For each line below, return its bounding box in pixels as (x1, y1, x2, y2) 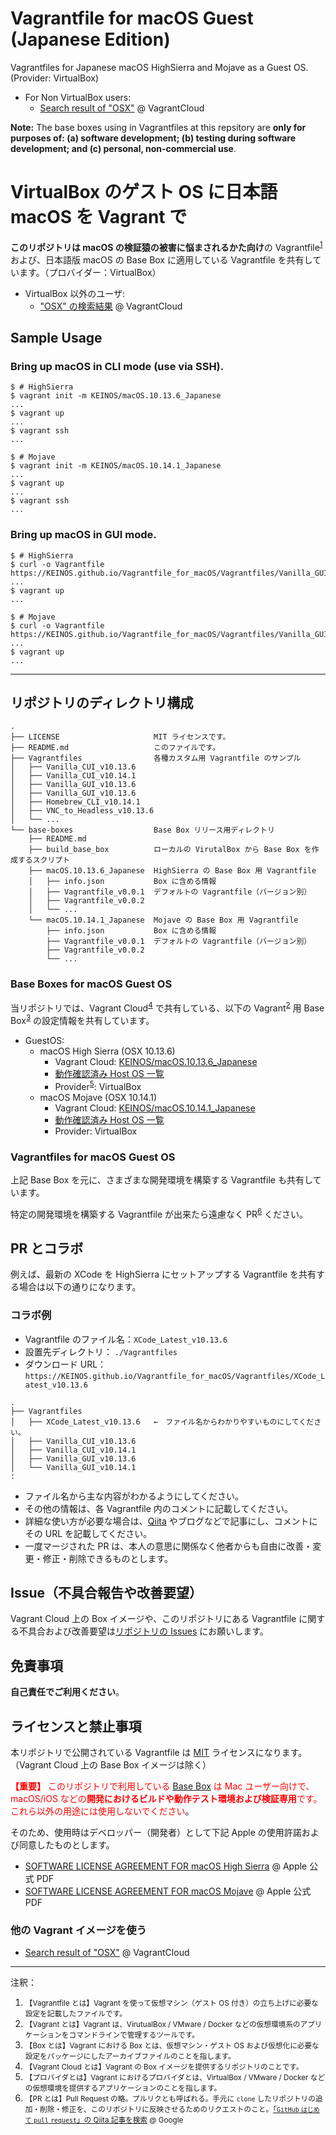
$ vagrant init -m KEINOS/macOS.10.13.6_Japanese (10, 391, 222, 401)
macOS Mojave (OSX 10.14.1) (39, 1091, 158, 1103)
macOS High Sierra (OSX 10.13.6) (39, 1045, 176, 1057)
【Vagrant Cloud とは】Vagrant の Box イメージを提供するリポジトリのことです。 (24, 2062, 304, 2072)
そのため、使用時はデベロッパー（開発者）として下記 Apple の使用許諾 (10, 1827, 302, 1839)
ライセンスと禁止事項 (10, 1718, 142, 1735)
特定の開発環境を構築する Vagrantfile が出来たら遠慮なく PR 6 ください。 (10, 1206, 309, 1220)
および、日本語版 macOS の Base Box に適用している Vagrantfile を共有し (10, 253, 313, 266)
